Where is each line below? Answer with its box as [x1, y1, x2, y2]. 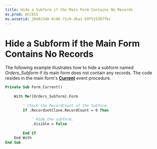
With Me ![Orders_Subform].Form [14, 94, 78, 99]
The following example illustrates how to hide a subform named [5, 65, 134, 71]
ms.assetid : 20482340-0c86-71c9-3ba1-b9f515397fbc [5, 16, 111, 21]
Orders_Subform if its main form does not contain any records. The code [5, 70, 153, 76]
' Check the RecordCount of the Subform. [23, 103, 109, 108]
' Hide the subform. [31, 117, 74, 122]
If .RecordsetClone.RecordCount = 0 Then [23, 107, 109, 113]
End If [23, 131, 36, 136]
